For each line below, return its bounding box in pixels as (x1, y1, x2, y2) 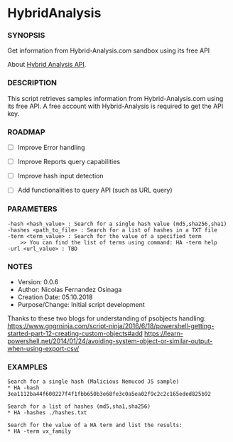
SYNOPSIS (7, 31, 45, 41)
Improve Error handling (17, 144, 85, 152)
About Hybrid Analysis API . (7, 60, 87, 69)
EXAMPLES (7, 362, 48, 372)
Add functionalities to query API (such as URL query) (17, 186, 173, 195)
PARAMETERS (7, 204, 58, 214)
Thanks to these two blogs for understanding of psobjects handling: (7, 314, 206, 323)
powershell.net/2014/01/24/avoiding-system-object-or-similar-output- (7, 336, 213, 345)
